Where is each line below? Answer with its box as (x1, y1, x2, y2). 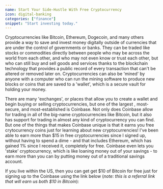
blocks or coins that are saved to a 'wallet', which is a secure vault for (5, 81, 146, 87)
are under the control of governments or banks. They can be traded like (5, 45, 150, 51)
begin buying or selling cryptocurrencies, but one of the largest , (5, 101, 136, 107)
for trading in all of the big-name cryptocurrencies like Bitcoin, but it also (5, 111, 152, 118)
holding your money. (5, 86, 47, 92)
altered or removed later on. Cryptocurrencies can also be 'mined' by (5, 71, 145, 77)
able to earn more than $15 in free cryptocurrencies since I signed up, (5, 133, 146, 138)
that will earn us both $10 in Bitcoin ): (5, 179, 80, 185)
